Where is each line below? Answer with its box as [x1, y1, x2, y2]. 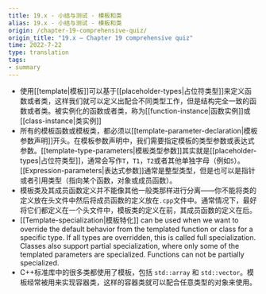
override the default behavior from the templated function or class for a [19, 224, 253, 234]
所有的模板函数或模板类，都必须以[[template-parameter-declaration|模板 [19, 126, 258, 135]
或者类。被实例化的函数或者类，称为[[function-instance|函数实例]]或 [26, 106, 251, 115]
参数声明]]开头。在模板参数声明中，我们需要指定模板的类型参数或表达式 [19, 136, 256, 145]
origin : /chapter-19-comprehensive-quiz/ [8, 26, 148, 34]
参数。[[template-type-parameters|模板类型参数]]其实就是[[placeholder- [19, 145, 257, 155]
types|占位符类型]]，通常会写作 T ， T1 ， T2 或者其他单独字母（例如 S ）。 [19, 156, 245, 165]
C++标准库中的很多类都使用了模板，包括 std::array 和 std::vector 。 [19, 267, 248, 277]
